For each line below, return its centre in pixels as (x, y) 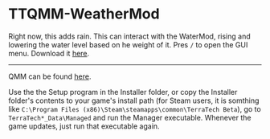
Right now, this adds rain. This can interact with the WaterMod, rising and (129, 36)
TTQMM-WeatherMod (84, 14)
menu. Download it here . (49, 53)
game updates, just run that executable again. (84, 126)
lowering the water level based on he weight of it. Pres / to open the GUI (128, 44)
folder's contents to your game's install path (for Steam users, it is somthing (134, 100)
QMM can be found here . (50, 76)
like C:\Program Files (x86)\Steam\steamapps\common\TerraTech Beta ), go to (135, 108)
